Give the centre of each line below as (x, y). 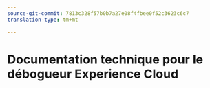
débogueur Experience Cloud (93, 74)
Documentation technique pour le (105, 59)
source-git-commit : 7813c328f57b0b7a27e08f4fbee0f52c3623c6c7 (98, 13)
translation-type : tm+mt (43, 20)
